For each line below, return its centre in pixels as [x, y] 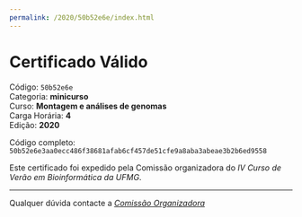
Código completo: [43, 142]
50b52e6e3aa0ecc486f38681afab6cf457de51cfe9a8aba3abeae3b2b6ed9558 [138, 151]
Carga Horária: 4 [40, 115]
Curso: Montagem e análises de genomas [88, 106]
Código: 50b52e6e [41, 87]
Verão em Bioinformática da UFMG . [75, 177]
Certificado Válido [79, 61]
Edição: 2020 [35, 125]
